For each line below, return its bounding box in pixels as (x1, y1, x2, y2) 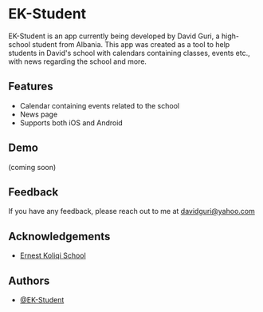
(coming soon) (8, 162, 57, 172)
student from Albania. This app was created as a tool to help (31, 39, 230, 49)
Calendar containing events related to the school (19, 101, 180, 110)
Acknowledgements (8, 229, 111, 243)
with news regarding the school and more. (8, 57, 147, 66)
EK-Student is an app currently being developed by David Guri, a (8, 31, 221, 41)
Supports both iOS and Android (19, 117, 124, 128)
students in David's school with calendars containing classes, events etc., (8, 48, 250, 57)
